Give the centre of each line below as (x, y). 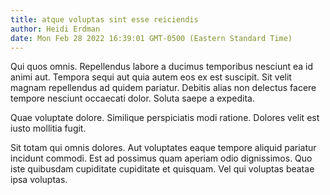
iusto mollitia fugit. (48, 128)
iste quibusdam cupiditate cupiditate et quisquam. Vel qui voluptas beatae (162, 169)
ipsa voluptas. (39, 180)
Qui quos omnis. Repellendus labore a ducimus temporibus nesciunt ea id (162, 67)
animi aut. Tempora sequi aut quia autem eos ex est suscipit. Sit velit (151, 77)
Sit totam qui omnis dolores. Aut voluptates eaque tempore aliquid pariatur (163, 148)
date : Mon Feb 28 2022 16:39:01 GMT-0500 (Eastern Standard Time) (151, 38)
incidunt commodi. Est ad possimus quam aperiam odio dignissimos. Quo (161, 158)
